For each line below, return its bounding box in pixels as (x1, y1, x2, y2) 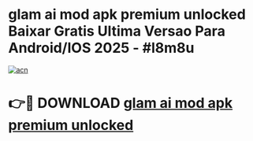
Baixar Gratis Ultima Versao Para (8, 22, 226, 40)
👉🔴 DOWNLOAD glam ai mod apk (8, 95, 233, 112)
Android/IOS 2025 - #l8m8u (8, 39, 195, 57)
